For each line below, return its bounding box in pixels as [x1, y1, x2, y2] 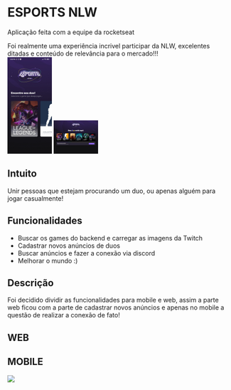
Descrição [7, 277, 54, 289]
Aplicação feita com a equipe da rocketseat [7, 28, 135, 36]
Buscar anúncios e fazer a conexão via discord [17, 248, 156, 257]
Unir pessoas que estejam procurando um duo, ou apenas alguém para [7, 186, 216, 195]
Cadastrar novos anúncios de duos [17, 241, 121, 250]
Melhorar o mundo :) [17, 256, 78, 265]
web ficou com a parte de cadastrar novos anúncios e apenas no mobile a [7, 303, 225, 312]
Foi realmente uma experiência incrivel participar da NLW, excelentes [7, 41, 210, 50]
